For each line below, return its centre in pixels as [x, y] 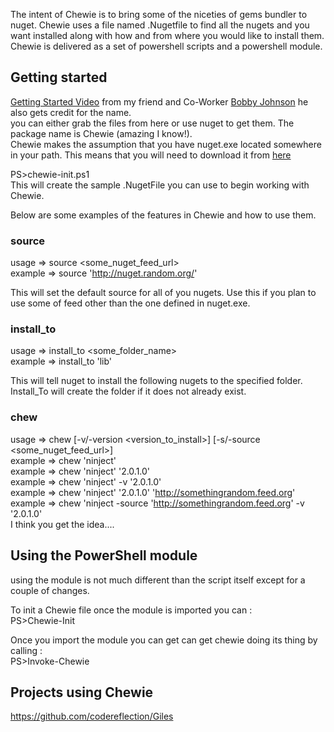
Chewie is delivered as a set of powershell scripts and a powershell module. [166, 46]
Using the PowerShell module [104, 555]
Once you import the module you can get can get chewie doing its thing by [164, 640]
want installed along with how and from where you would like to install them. [167, 35]
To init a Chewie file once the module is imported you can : [131, 610]
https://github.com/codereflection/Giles [92, 716]
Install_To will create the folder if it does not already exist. [128, 391]
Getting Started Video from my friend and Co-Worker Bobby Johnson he [159, 101]
